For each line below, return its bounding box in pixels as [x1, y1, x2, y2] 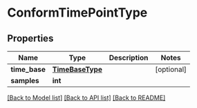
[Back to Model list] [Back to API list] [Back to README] [7, 93, 166, 102]
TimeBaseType [52, 64, 102, 74]
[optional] [155, 64, 187, 74]
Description [109, 53, 149, 62]
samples [10, 76, 39, 85]
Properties [7, 33, 54, 44]
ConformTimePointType [7, 5, 148, 21]
